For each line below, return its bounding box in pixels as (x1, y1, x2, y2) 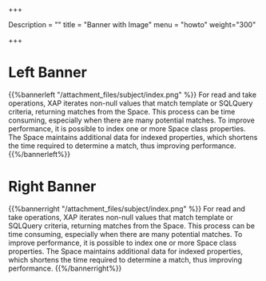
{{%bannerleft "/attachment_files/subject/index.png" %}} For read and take (8, 90, 257, 99)
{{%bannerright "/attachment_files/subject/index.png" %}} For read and (8, 203, 246, 213)
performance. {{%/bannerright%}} (8, 263, 122, 273)
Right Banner (8, 178, 97, 196)
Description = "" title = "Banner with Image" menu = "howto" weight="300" (8, 20, 256, 29)
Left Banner (8, 63, 88, 82)
